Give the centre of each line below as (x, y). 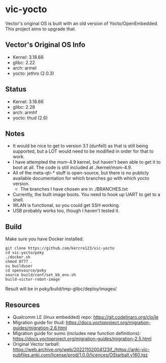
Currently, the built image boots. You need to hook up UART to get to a (87, 195)
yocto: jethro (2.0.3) (33, 73)
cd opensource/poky (26, 270)
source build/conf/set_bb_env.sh (41, 275)
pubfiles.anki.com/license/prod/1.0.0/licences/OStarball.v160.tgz (80, 355)
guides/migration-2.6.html (40, 328)
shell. (18, 200)
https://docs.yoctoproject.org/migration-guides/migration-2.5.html (82, 339)
